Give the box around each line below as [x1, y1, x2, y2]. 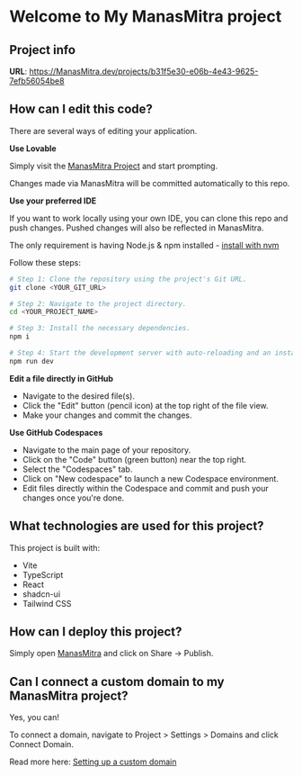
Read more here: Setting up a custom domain [9, 756, 177, 767]
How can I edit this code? [9, 102, 153, 117]
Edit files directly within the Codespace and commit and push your [22, 483, 269, 493]
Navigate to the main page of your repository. [22, 444, 191, 456]
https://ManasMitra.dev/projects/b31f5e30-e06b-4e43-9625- [29, 66, 259, 77]
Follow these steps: [9, 257, 81, 267]
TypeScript [22, 569, 64, 580]
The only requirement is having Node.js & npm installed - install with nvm [9, 239, 280, 250]
